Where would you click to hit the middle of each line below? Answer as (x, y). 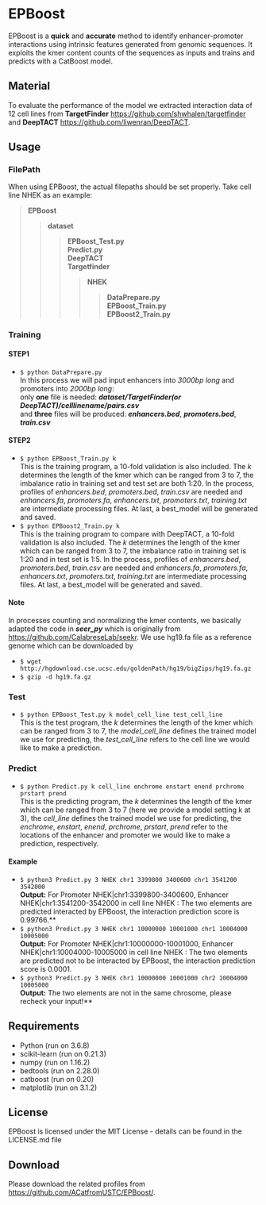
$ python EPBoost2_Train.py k (70, 526)
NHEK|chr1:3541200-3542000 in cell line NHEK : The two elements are (136, 903)
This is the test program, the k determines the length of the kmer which (136, 722)
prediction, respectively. (59, 843)
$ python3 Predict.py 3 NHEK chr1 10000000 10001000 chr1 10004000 (133, 929)
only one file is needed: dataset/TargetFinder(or (100, 397)
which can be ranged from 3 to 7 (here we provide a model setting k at (135, 810)
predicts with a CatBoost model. (61, 61)
